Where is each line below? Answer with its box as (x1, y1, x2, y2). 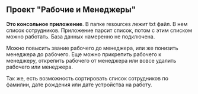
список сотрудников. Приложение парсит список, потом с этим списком (6, 27, 193, 34)
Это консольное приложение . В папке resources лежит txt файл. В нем (6, 20, 188, 27)
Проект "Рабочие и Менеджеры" (6, 5, 136, 15)
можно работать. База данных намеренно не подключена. (6, 33, 155, 40)
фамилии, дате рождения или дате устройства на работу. (6, 81, 152, 88)
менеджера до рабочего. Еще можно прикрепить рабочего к (6, 50, 162, 58)
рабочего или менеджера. (6, 63, 73, 70)
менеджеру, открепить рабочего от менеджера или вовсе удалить (6, 57, 177, 64)
